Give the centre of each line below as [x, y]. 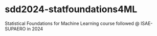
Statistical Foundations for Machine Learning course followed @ [72, 23]
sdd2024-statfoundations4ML [71, 9]
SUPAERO [15, 28]
